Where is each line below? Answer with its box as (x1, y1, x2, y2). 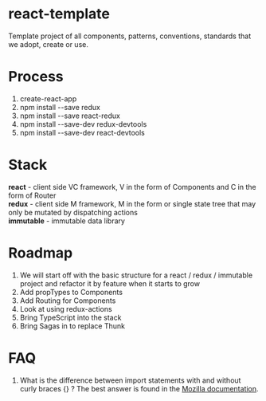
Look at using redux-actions (19, 304, 113, 313)
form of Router (8, 191, 57, 200)
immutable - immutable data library (8, 216, 126, 226)
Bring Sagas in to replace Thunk (19, 320, 126, 331)
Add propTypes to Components (19, 287, 123, 297)
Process (8, 68, 64, 86)
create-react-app (19, 93, 77, 104)
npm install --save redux (19, 102, 101, 112)
